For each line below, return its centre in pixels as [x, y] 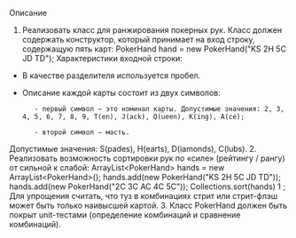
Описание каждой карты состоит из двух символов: [121, 93]
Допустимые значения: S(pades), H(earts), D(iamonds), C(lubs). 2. [133, 149]
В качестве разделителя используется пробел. [111, 75]
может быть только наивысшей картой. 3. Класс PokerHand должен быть [148, 205]
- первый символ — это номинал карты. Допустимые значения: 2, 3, [160, 109]
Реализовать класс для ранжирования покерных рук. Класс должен [152, 30]
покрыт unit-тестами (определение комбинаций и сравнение [125, 215]
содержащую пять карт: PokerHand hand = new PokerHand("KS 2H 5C [154, 49]
